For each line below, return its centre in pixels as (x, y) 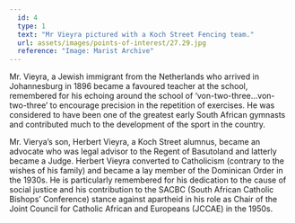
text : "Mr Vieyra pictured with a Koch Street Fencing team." (136, 34)
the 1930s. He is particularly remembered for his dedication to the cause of (148, 180)
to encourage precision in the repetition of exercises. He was (162, 105)
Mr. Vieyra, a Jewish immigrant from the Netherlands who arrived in (134, 76)
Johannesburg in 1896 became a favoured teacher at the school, (129, 86)
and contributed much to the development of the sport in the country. (138, 125)
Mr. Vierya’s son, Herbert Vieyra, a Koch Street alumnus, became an (135, 142)
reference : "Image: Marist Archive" (86, 51)
